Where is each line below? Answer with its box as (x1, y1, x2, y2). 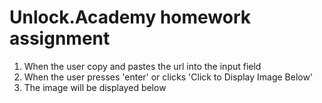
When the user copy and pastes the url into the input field (23, 60, 262, 72)
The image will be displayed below (23, 81, 167, 93)
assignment (9, 27, 111, 50)
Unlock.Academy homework (9, 6, 252, 29)
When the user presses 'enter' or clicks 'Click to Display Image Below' (23, 71, 314, 83)
